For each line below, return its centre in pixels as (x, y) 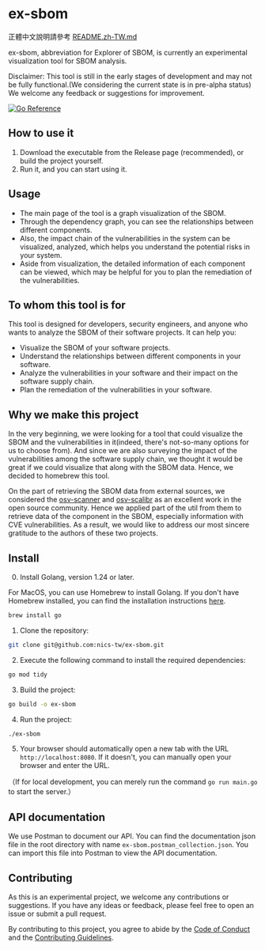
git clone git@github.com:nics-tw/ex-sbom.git (86, 645)
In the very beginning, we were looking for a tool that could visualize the (126, 434)
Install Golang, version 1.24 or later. (77, 577)
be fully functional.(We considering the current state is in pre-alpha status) (130, 85)
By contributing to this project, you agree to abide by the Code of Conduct (129, 929)
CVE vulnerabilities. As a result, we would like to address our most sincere (129, 525)
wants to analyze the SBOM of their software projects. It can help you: (123, 332)
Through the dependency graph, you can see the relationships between (136, 221)
